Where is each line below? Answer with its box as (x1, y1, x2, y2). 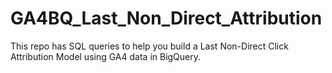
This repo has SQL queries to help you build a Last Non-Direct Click (10, 40, 289, 52)
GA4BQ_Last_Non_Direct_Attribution (10, 7, 323, 30)
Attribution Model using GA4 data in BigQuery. (10, 50, 202, 62)
